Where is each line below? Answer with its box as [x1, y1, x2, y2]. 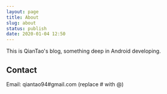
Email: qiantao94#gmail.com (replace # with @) [6, 80, 124, 87]
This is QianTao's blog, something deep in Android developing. [6, 47, 161, 54]
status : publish [6, 25, 47, 32]
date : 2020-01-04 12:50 [6, 31, 66, 37]
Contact [6, 65, 37, 75]
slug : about [6, 20, 36, 26]
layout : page [6, 8, 39, 15]
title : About [6, 14, 39, 20]
